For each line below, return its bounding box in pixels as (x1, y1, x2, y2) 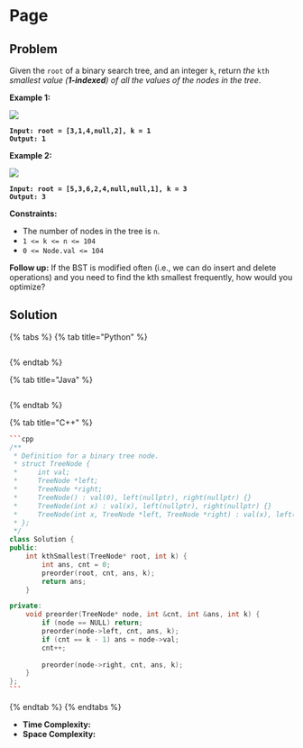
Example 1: (9, 92, 51, 103)
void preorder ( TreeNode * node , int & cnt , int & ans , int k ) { (25, 610, 261, 619)
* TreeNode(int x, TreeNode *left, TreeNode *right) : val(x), (13, 510, 272, 519)
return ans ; (41, 577, 87, 586)
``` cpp (9, 434, 34, 443)
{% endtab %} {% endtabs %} (9, 702, 122, 713)
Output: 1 (9, 134, 47, 143)
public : (9, 543, 39, 552)
